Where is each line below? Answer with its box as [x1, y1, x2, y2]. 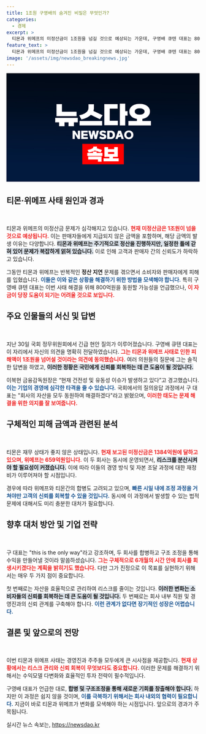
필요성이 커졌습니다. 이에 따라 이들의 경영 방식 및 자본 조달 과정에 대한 [18, 464, 186, 471]
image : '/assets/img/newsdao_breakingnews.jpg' [6, 55, 131, 61]
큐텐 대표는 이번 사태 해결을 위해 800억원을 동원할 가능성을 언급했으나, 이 [17, 284, 193, 291]
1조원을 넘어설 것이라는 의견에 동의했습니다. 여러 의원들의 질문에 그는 [22, 356, 186, 363]
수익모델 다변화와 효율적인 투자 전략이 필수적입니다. [22, 672, 146, 679]
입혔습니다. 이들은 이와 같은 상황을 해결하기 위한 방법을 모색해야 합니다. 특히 [12, 276, 193, 283]
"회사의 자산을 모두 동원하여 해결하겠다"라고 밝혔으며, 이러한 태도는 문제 [17, 391, 189, 399]
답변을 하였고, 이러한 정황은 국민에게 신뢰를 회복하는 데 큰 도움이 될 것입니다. [12, 363, 194, 370]
